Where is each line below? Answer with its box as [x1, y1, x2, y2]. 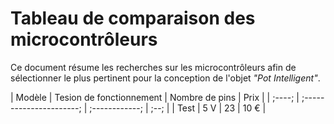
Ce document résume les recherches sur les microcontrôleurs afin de [10, 61, 297, 73]
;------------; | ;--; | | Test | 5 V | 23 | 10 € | [89, 102, 267, 114]
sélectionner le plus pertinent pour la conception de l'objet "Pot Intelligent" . [10, 72, 321, 84]
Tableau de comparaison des [10, 7, 256, 30]
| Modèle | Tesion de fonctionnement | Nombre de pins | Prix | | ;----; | [10, 91, 300, 103]
